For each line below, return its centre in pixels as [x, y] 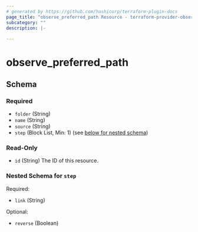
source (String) [33, 126]
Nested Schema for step [41, 176]
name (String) [30, 120]
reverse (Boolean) [37, 223]
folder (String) [33, 114]
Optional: [17, 211]
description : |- [26, 28]
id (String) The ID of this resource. [57, 161]
